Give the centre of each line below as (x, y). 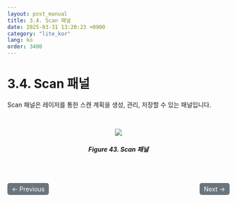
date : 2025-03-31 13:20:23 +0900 (56, 27)
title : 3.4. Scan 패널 (39, 20)
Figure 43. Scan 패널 (119, 149)
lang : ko (20, 40)
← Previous (28, 189)
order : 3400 (25, 47)
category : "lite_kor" (39, 34)
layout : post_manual (38, 14)
